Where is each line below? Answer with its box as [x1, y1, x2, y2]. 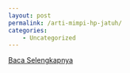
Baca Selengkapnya [8, 56, 74, 65]
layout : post [8, 11, 52, 20]
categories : [8, 26, 48, 34]
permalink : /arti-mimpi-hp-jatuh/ [8, 19, 123, 27]
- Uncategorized [22, 33, 77, 42]
